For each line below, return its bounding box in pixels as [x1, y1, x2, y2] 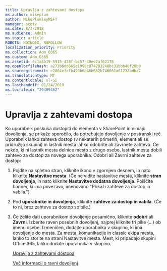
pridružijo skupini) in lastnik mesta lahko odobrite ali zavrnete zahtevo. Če [5, 142, 159, 148]
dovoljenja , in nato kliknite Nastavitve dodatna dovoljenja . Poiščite [12, 178, 153, 184]
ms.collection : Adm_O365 [5, 49, 58, 55]
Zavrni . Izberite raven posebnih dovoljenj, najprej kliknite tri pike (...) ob [12, 219, 161, 225]
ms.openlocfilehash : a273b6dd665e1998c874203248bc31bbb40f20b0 [5, 64, 141, 69]
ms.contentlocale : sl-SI [5, 78, 58, 83]
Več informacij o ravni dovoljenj [12, 260, 78, 266]
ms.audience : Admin [5, 31, 46, 36]
